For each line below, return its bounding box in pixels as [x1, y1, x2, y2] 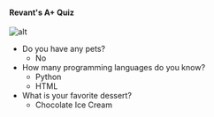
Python [34, 71, 62, 83]
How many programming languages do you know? [21, 62, 206, 73]
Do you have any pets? [21, 44, 106, 55]
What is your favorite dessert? [21, 91, 133, 101]
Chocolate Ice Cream [34, 99, 113, 110]
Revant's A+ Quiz [9, 7, 75, 18]
